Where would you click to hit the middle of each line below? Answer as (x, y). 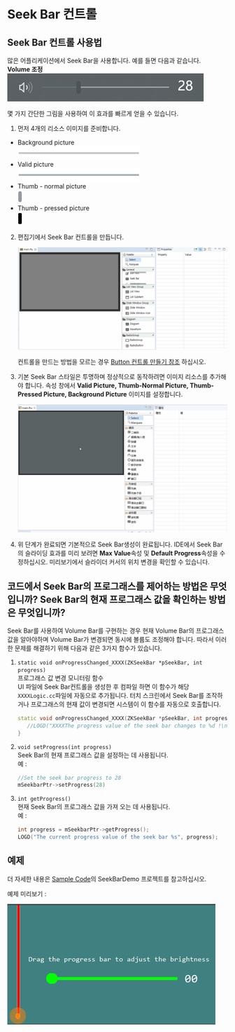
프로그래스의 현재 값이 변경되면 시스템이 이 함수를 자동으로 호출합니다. (126, 704)
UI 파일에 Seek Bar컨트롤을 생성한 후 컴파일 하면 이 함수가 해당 (103, 687)
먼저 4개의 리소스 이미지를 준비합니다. (69, 128)
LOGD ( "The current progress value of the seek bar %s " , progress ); (118, 837)
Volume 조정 (25, 69)
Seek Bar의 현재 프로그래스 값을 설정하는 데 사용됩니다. (93, 755)
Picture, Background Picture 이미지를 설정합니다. (113, 394)
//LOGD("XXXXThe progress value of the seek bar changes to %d (121, 726)
